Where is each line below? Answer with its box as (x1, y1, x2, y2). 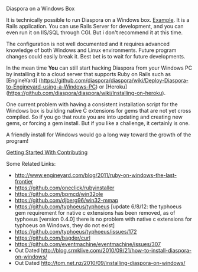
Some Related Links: (6, 160, 56, 167)
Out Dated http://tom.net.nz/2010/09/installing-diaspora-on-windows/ (14, 260, 186, 266)
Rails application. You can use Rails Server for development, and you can (6, 23, 184, 30)
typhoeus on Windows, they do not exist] (14, 222, 115, 229)
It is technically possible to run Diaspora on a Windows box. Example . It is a (6, 17, 190, 23)
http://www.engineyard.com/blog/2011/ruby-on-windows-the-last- (14, 172, 177, 179)
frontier (14, 178, 34, 185)
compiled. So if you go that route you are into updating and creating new (6, 113, 183, 120)
